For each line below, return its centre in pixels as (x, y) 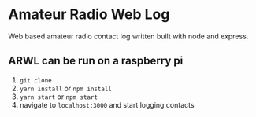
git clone (36, 80)
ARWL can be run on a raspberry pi (96, 61)
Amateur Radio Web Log (89, 15)
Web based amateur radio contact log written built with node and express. (128, 36)
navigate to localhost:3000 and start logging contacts (107, 104)
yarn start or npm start (59, 97)
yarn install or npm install (65, 88)
